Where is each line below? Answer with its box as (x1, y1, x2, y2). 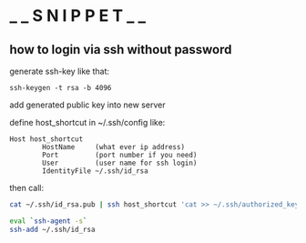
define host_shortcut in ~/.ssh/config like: (9, 117, 166, 127)
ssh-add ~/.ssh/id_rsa (9, 225, 96, 234)
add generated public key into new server (9, 99, 166, 110)
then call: (9, 183, 45, 193)
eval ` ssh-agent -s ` (9, 216, 88, 226)
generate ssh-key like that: (9, 66, 109, 76)
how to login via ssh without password (9, 42, 232, 57)
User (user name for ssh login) (42, 158, 198, 167)
